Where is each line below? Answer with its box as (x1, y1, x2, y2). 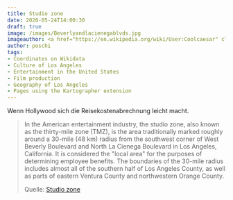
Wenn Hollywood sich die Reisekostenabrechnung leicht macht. (7, 107, 189, 115)
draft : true (7, 23, 42, 30)
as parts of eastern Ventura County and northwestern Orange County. (24, 172, 225, 181)
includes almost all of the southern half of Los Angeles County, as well (24, 165, 225, 173)
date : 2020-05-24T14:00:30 (7, 17, 85, 24)
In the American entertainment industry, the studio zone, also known (24, 120, 220, 128)
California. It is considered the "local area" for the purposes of (24, 150, 202, 158)
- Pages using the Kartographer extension (7, 87, 132, 94)
